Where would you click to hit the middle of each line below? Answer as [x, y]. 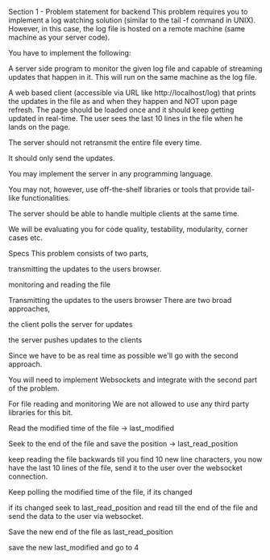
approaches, [29, 309]
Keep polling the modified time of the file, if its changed [100, 492]
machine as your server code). [59, 37]
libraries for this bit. [41, 413]
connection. [28, 476]
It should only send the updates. [62, 158]
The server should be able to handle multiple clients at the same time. [124, 214]
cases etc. [25, 238]
